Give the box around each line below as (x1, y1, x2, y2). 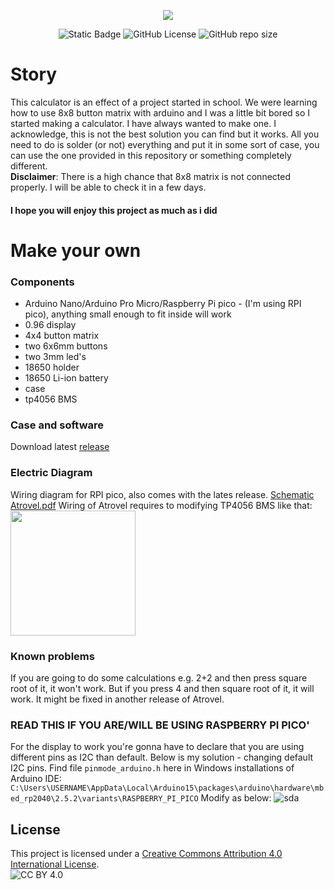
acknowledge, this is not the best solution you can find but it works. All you (10, 128, 320, 140)
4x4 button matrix (24, 330, 100, 342)
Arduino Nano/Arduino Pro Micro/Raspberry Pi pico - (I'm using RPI (24, 298, 302, 310)
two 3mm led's (24, 351, 87, 363)
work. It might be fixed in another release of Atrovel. (10, 693, 225, 705)
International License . (10, 858, 100, 870)
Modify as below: (200, 792, 272, 804)
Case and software (10, 418, 104, 432)
